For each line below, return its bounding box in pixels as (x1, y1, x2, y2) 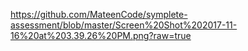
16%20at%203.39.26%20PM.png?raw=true (10, 30, 192, 41)
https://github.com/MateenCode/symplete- (10, 9, 188, 20)
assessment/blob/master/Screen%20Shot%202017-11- (10, 19, 238, 31)
